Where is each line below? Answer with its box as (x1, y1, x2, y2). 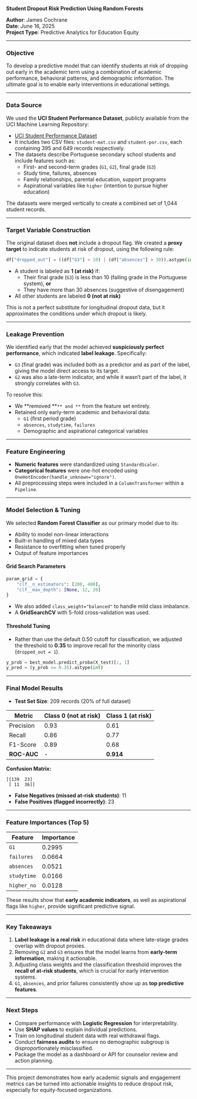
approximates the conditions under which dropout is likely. (6, 310, 148, 317)
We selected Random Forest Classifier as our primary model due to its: (6, 519, 179, 526)
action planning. (14, 1057, 54, 1064)
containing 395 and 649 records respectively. (14, 144, 125, 151)
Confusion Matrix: (6, 765, 52, 772)
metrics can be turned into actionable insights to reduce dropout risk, (6, 1080, 174, 1087)
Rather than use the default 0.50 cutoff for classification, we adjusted (14, 635, 182, 643)
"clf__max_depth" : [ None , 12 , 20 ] (16, 587, 101, 593)
